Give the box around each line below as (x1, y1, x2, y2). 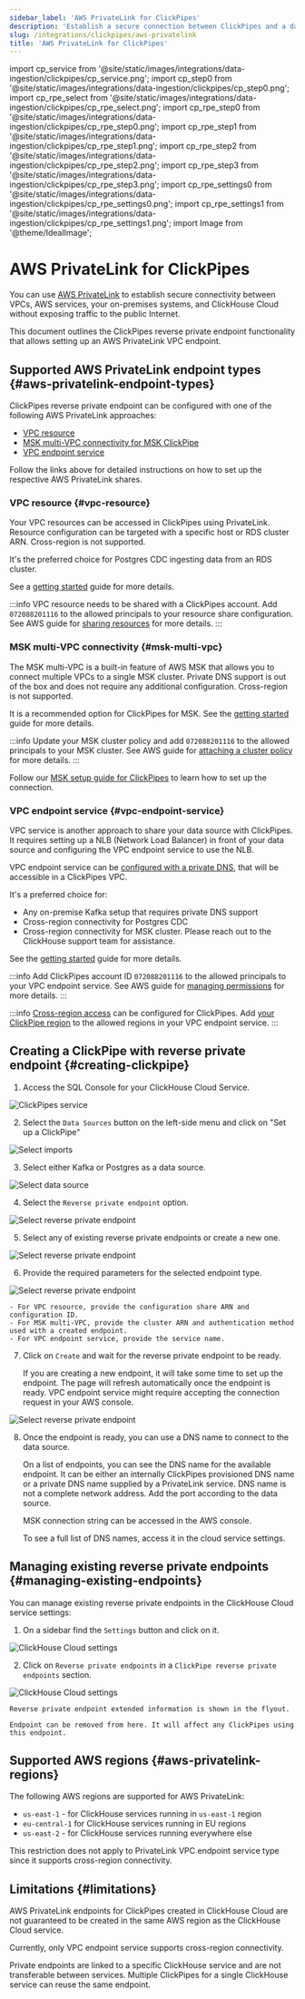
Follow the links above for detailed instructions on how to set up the (9, 465, 262, 475)
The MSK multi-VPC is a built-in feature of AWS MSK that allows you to (9, 661, 275, 672)
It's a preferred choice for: (9, 888, 108, 899)
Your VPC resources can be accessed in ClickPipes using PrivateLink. (9, 517, 271, 528)
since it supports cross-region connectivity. (9, 1855, 172, 1866)
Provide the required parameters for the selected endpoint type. (22, 1267, 262, 1278)
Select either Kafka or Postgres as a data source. (22, 1161, 206, 1172)
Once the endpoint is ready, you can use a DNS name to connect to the (22, 1431, 289, 1443)
